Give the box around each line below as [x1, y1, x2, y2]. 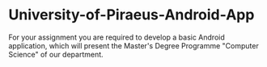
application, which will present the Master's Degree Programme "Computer [8, 40, 259, 50]
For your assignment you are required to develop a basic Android [8, 32, 225, 42]
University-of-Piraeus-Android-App [8, 6, 255, 24]
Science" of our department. [8, 49, 104, 59]
